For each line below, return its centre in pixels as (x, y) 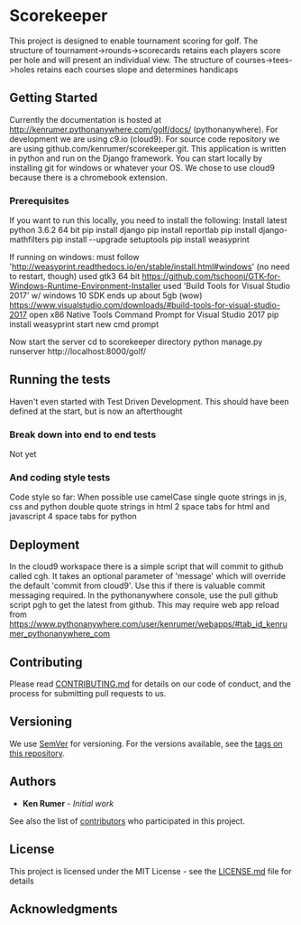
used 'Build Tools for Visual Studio (227, 286)
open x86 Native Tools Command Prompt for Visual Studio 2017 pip (154, 315)
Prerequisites (39, 201)
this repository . (37, 753)
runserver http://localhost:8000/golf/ (78, 351)
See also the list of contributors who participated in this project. (128, 821)
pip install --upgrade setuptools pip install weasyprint (150, 239)
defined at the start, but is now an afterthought (96, 411)
